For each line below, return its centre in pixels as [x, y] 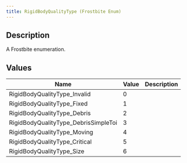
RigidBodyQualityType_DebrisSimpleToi [63, 123]
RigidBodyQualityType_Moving [51, 133]
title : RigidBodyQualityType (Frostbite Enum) [64, 11]
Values [19, 68]
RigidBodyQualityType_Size [47, 151]
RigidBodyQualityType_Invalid [50, 94]
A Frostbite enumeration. [36, 49]
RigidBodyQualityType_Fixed [49, 104]
